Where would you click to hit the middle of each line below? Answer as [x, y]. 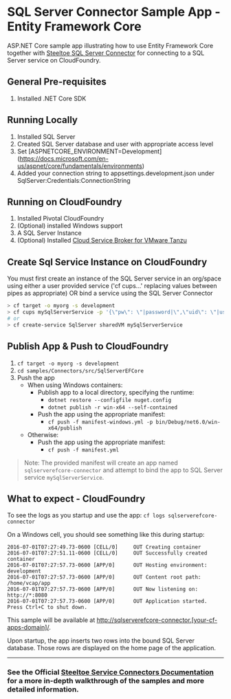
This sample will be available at [51, 620]
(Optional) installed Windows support [70, 226]
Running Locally [42, 120]
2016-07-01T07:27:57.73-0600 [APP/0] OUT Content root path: [104, 577]
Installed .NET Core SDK [52, 98]
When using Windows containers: [75, 385]
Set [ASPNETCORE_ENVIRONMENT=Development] [89, 151]
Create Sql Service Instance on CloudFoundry [107, 262]
